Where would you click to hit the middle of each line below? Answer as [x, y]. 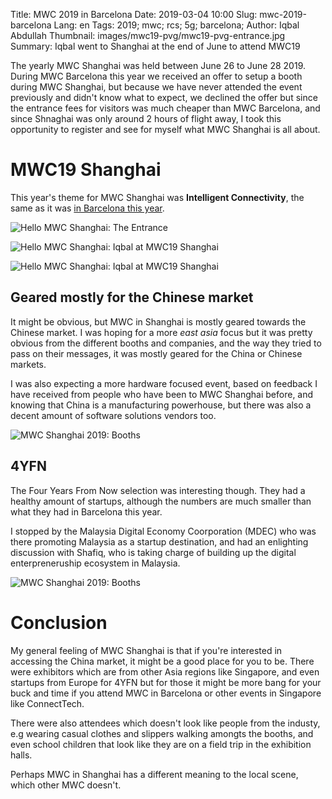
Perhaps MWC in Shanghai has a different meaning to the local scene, [154, 774]
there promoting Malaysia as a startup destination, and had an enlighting [159, 541]
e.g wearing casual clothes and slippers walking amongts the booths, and [162, 733]
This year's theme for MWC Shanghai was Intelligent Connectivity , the [157, 197]
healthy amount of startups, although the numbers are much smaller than [161, 501]
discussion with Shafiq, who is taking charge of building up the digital [153, 552]
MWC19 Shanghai [86, 170]
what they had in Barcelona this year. [86, 511]
